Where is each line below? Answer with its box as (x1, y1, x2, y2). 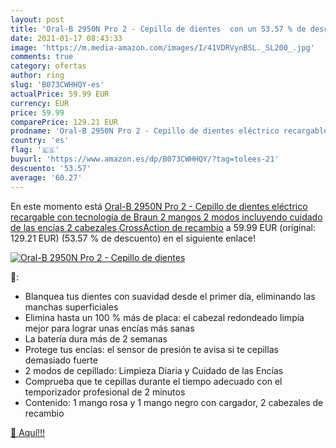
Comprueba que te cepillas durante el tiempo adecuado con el (24, 375, 283, 387)
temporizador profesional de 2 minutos (24, 386, 186, 398)
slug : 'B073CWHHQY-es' (10, 80, 105, 90)
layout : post (10, 14, 65, 25)
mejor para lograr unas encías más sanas (24, 322, 195, 334)
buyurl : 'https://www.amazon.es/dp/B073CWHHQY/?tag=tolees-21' (10, 154, 280, 164)
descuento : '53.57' (10, 163, 92, 173)
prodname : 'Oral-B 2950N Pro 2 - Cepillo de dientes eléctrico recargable (10, 126, 329, 136)
